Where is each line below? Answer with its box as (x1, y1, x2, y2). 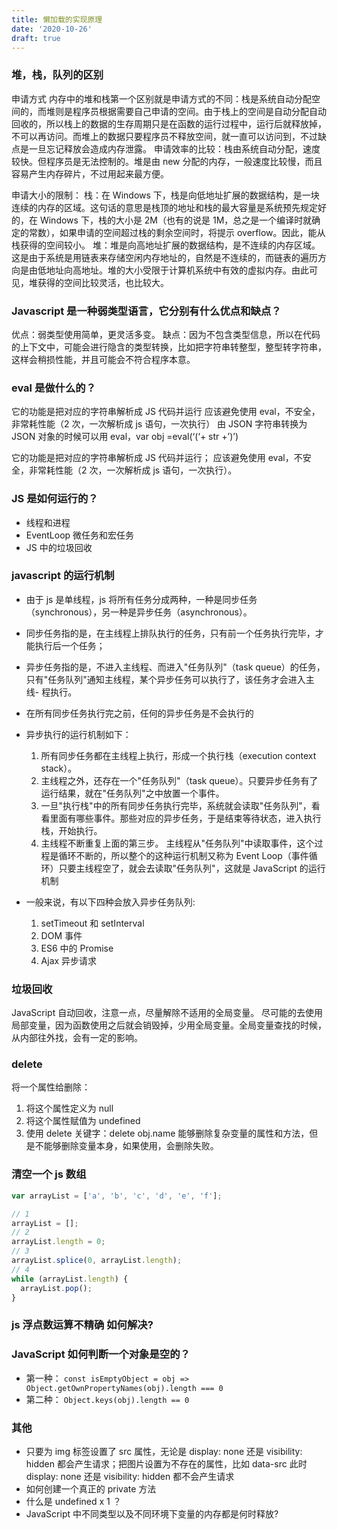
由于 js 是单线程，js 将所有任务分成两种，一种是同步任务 (25, 593, 258, 605)
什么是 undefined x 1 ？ (25, 1495, 122, 1507)
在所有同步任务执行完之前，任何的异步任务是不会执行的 (25, 707, 254, 719)
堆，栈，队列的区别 (11, 68, 104, 82)
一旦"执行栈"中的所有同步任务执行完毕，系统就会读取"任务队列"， (40, 799, 312, 811)
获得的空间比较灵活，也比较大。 (37, 276, 169, 288)
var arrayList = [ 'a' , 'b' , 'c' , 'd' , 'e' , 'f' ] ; (11, 1191, 223, 1201)
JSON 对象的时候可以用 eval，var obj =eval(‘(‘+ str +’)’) (11, 431, 239, 443)
